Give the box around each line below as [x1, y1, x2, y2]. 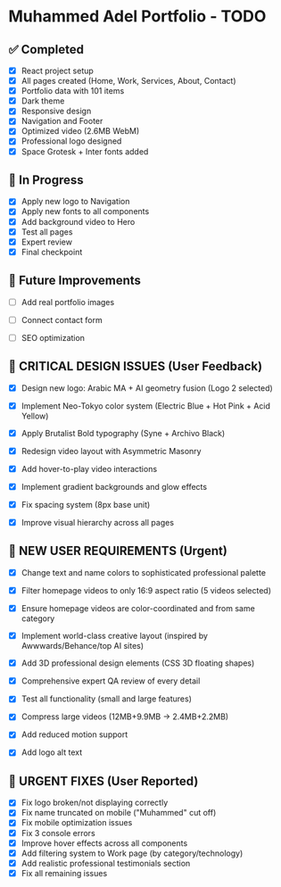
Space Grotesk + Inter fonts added [21, 145, 149, 157]
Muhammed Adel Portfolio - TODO [8, 6, 267, 27]
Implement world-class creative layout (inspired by [21, 631, 209, 642]
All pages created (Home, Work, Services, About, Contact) [21, 76, 236, 87]
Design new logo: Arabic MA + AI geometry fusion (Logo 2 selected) [21, 382, 273, 394]
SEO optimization [21, 332, 86, 343]
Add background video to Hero [21, 216, 136, 227]
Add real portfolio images [21, 296, 115, 307]
